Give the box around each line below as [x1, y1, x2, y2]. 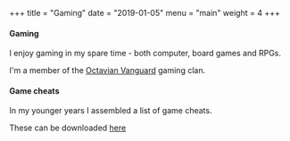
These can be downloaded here [9, 122, 127, 133]
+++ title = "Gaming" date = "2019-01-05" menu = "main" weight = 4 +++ [9, 8, 281, 18]
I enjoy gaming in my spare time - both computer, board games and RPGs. [9, 48, 282, 59]
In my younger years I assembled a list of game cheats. [9, 105, 212, 116]
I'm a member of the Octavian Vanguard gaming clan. [9, 65, 206, 76]
